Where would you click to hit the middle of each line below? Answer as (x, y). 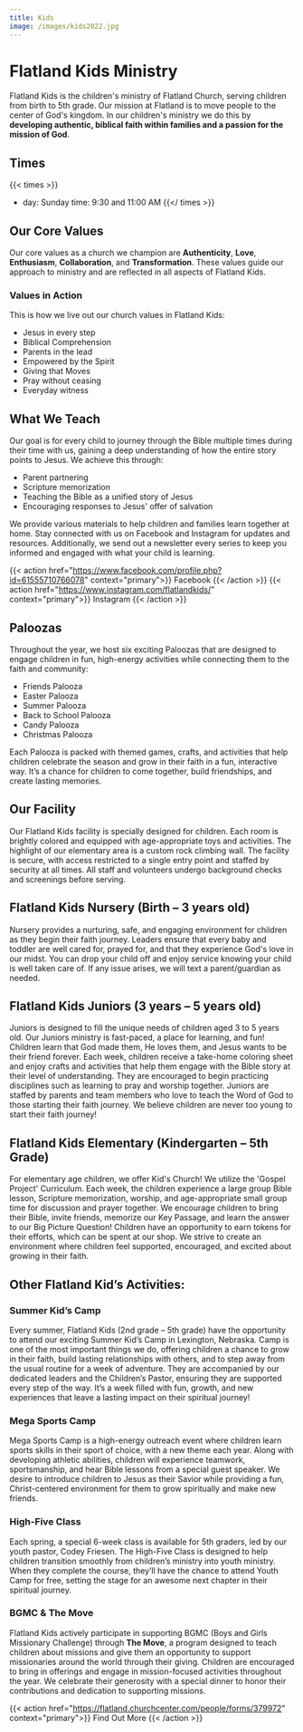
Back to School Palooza (66, 715)
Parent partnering (55, 477)
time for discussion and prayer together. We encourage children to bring (144, 1208)
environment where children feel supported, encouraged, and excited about (151, 1246)
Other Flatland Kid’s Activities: (97, 1284)
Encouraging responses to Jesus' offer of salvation (118, 506)
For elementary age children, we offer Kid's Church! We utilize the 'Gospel (148, 1179)
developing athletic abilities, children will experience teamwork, (128, 1460)
